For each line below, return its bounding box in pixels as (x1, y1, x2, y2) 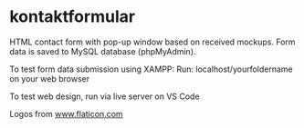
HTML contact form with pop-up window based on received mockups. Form (9, 36, 296, 47)
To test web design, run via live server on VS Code (9, 91, 200, 102)
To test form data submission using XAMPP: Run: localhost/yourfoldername (9, 64, 294, 74)
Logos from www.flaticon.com (9, 108, 123, 119)
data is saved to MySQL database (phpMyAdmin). (9, 45, 196, 56)
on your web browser (9, 73, 89, 84)
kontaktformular (9, 6, 136, 27)
